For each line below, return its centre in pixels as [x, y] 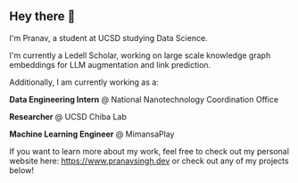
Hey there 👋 [42, 17]
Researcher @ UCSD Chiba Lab [68, 116]
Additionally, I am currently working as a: [84, 82]
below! [21, 170]
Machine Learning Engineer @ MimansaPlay [92, 134]
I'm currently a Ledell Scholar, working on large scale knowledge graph [140, 55]
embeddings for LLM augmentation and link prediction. [110, 64]
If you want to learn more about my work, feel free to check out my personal [149, 151]
